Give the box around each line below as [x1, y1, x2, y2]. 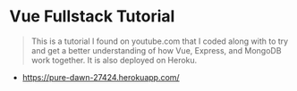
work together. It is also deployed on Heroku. [30, 54, 198, 65]
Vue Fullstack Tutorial [9, 6, 175, 27]
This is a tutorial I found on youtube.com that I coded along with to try [30, 36, 289, 46]
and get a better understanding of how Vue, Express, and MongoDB [30, 45, 282, 55]
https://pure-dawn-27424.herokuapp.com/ [21, 71, 181, 82]
